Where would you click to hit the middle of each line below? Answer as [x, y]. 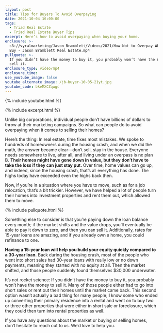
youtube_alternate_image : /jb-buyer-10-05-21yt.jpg [58, 82]
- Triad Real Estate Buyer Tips [42, 32]
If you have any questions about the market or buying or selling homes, [76, 320]
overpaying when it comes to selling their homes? [55, 130]
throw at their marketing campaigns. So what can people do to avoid [73, 124]
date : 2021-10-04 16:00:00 [32, 19]
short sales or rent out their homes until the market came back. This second [81, 290]
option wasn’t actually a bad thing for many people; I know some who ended [81, 295]
